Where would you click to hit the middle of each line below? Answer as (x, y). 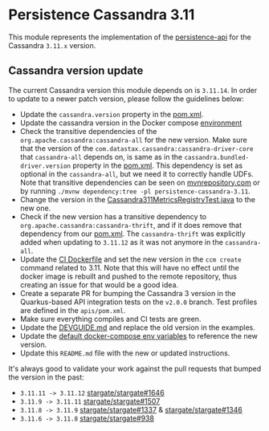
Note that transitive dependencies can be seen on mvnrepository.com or (140, 182)
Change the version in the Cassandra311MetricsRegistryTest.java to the (137, 199)
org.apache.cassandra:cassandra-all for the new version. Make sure (133, 140)
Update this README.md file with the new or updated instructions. (125, 353)
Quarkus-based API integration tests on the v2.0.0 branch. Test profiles (139, 302)
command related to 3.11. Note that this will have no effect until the (129, 267)
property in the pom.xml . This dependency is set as (157, 165)
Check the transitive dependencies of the (88, 131)
